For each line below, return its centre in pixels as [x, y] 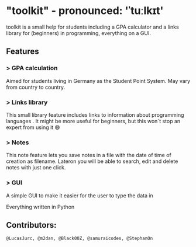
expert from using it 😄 [33, 127]
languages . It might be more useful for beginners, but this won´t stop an [93, 121]
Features [23, 52]
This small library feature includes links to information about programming [95, 114]
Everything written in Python [40, 207]
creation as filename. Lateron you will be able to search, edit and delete [92, 161]
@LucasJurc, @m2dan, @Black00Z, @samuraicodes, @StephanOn [80, 239]
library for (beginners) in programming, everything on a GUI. [78, 33]
